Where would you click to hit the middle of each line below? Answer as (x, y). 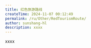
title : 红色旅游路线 (24, 9)
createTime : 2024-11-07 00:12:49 (39, 14)
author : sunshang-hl (26, 23)
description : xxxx (24, 28)
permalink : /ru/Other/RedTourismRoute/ (46, 18)
